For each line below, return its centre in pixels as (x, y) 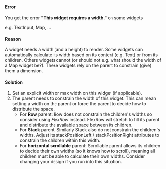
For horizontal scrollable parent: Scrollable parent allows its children (90, 145)
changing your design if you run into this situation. (71, 161)
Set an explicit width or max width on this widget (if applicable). (77, 93)
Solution (14, 82)
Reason (13, 39)
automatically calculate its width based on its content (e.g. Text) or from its (81, 55)
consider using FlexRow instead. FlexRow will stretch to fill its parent (89, 119)
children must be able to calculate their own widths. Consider (82, 156)
